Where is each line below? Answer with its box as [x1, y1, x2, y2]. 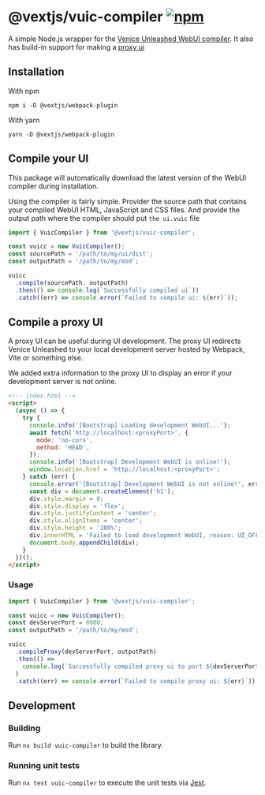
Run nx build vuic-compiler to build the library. [8, 741, 164, 750]
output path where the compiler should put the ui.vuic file [8, 213, 200, 222]
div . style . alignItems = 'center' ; [28, 517, 144, 524]
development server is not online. [8, 377, 117, 386]
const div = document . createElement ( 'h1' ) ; [28, 487, 175, 495]
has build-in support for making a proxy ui [8, 42, 144, 51]
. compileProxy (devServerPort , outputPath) [15, 648, 157, 656]
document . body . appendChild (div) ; [28, 539, 140, 547]
